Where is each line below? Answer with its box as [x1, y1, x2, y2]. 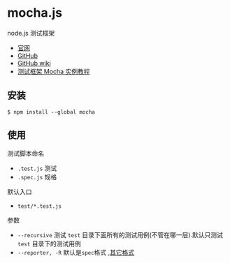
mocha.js [7, 5, 63, 21]
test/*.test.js [17, 202, 62, 210]
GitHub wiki [17, 59, 51, 67]
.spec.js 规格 [17, 172, 57, 181]
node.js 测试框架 [7, 29, 55, 37]
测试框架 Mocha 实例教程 [17, 67, 90, 75]
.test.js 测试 [17, 164, 57, 172]
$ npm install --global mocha [7, 108, 96, 116]
